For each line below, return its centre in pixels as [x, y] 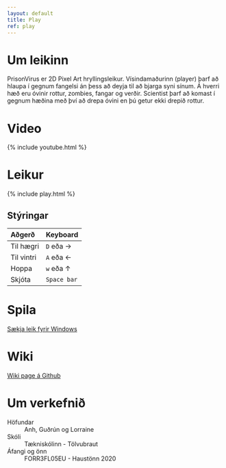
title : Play [24, 20]
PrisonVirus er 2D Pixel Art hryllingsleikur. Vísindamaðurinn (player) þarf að [113, 79]
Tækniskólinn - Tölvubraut [61, 444]
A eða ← [59, 257]
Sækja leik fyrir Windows [42, 328]
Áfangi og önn [27, 451]
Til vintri [23, 257]
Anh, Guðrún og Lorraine [59, 429]
